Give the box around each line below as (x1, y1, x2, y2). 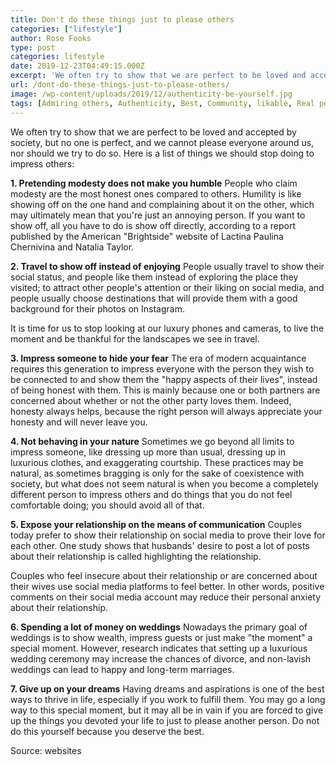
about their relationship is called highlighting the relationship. (10, 550, 262, 562)
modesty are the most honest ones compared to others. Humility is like (10, 187, 302, 200)
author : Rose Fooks (10, 33, 92, 43)
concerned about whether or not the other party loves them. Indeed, (10, 394, 292, 406)
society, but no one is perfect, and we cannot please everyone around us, (10, 136, 315, 148)
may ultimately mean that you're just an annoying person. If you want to (10, 209, 306, 221)
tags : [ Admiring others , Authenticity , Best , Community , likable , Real (10, 98, 315, 108)
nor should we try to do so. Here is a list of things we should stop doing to (10, 147, 315, 159)
